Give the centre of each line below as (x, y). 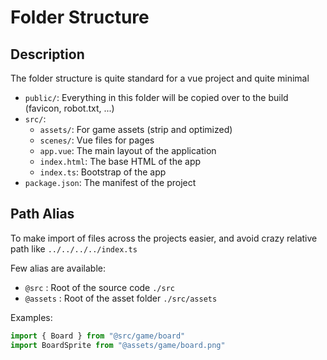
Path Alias (42, 214)
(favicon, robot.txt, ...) (69, 108)
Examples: (31, 317)
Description (47, 54)
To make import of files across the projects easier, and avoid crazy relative (164, 238)
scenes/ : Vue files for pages (97, 140)
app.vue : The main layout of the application (128, 150)
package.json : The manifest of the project (110, 182)
